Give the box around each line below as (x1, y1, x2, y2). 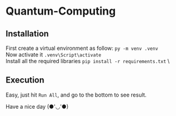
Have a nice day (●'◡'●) (5, 103, 69, 110)
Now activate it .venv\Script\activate (5, 51, 102, 58)
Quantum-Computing (5, 4, 116, 18)
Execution (5, 75, 45, 86)
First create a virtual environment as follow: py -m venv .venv (5, 44, 158, 52)
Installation (5, 29, 49, 39)
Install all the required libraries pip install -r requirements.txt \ (5, 58, 170, 64)
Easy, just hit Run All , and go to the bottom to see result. (5, 91, 147, 98)
